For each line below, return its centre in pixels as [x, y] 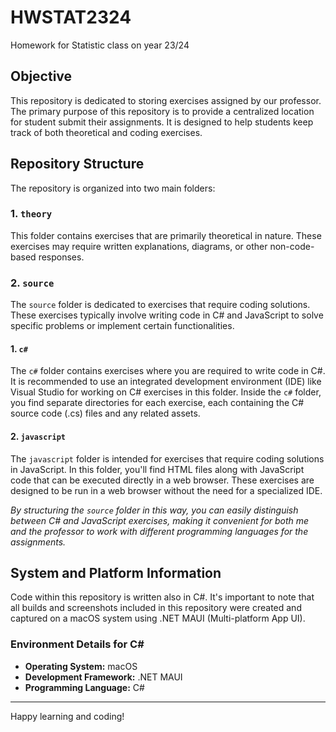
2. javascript [38, 436]
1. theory [31, 214]
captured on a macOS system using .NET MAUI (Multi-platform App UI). [158, 618]
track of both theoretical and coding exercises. [106, 132]
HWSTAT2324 [71, 17]
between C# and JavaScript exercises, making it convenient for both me [160, 520]
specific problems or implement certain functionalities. [122, 326]
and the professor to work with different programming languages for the [159, 531]
